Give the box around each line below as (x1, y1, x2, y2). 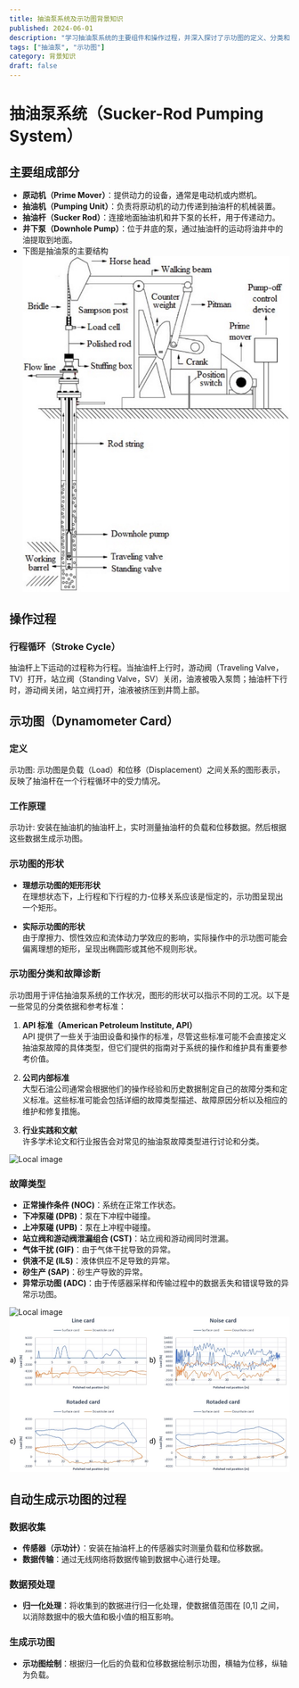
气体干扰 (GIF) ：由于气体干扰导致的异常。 (21, 1244, 176, 1255)
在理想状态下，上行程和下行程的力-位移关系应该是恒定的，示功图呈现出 (21, 891, 284, 902)
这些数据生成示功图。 (9, 833, 87, 844)
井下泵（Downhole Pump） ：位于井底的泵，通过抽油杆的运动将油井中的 (21, 223, 284, 234)
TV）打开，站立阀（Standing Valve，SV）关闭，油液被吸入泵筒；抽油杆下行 (9, 674, 287, 685)
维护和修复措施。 (21, 1105, 85, 1116)
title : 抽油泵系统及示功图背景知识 (9, 14, 124, 23)
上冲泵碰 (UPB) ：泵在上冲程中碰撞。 (21, 1222, 156, 1233)
